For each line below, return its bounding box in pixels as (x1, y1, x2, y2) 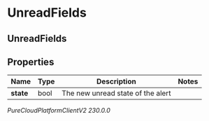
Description (96, 76, 136, 86)
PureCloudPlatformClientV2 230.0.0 (7, 106, 110, 115)
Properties (7, 56, 55, 67)
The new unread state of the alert (62, 88, 171, 98)
